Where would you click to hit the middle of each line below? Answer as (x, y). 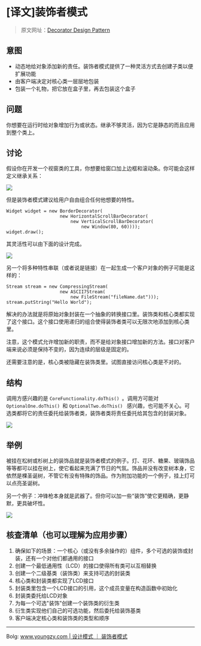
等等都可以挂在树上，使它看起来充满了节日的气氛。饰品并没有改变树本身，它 (100, 468)
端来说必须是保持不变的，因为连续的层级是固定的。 (69, 349)
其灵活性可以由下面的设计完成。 (45, 244)
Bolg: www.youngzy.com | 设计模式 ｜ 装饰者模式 (67, 636)
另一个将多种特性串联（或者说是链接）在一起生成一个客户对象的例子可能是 (98, 268)
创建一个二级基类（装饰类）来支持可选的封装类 (72, 573)
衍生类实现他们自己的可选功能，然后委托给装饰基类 (78, 610)
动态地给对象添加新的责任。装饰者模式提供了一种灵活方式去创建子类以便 (104, 66)
